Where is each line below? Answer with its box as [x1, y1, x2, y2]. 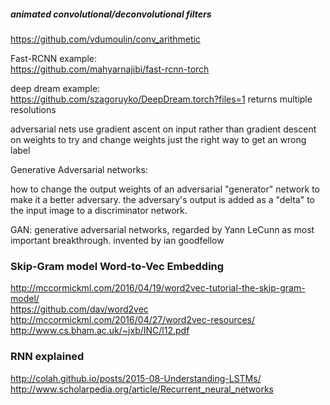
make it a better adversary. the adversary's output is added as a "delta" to [10, 193, 315, 205]
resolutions [10, 103, 57, 115]
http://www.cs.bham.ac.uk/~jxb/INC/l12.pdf [10, 325, 190, 337]
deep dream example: [10, 82, 101, 94]
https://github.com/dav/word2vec [10, 303, 149, 315]
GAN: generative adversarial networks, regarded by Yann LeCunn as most [10, 223, 315, 235]
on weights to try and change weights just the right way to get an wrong [10, 133, 307, 145]
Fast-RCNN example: [10, 52, 97, 64]
